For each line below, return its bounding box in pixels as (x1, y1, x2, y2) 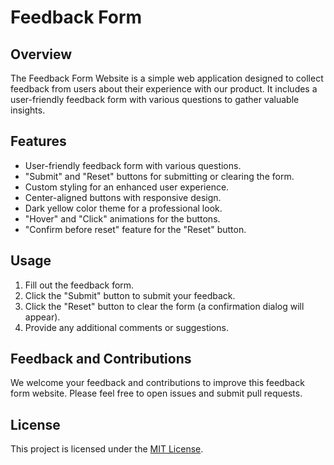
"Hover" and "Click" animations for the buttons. (24, 212, 221, 225)
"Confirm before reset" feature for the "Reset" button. (24, 223, 247, 235)
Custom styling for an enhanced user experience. (24, 181, 230, 193)
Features (10, 133, 67, 150)
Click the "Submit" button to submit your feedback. (24, 289, 236, 301)
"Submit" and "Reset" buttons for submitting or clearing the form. (24, 170, 295, 182)
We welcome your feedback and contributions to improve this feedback (10, 377, 305, 389)
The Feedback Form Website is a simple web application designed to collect (10, 72, 324, 84)
